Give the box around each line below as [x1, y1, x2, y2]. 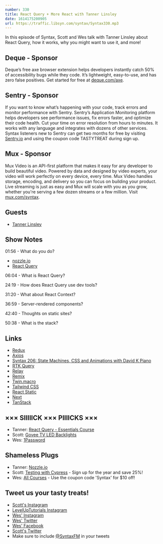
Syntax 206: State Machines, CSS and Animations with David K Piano [12, 358, 151, 364]
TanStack [12, 399, 32, 405]
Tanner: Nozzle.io [12, 464, 48, 470]
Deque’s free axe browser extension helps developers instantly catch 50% [5, 67, 155, 73]
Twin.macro [12, 378, 36, 385]
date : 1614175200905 [5, 16, 47, 21]
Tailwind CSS [12, 384, 39, 390]
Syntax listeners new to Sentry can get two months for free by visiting [5, 130, 145, 136]
